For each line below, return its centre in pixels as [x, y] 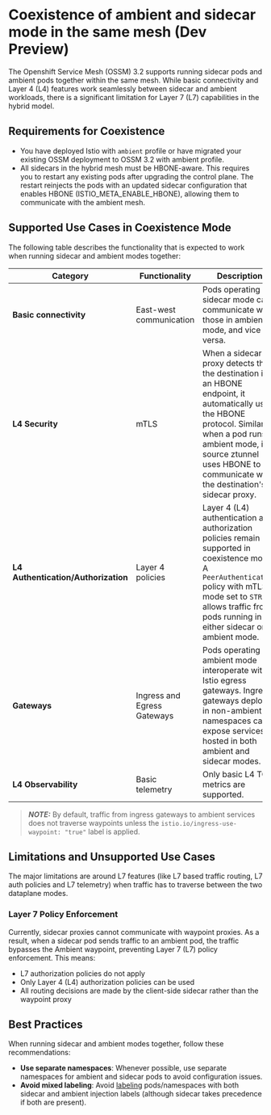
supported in [227, 548]
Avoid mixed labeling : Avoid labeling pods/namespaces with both [129, 1085]
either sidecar [229, 626]
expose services [234, 730]
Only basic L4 [229, 774]
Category [70, 276]
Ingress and [158, 695]
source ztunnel [231, 454]
